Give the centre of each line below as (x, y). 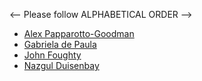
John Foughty (52, 55)
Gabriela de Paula (60, 44)
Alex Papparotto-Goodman (79, 33)
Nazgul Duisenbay (61, 65)
